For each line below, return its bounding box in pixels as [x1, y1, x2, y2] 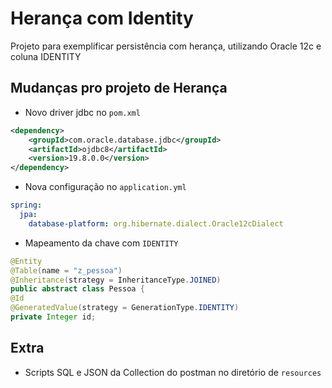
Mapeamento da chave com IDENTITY [24, 237, 179, 249]
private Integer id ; [10, 312, 97, 322]
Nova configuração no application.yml [24, 181, 187, 193]
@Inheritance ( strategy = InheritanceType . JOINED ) [10, 275, 222, 285]
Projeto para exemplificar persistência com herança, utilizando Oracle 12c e [10, 40, 322, 52]
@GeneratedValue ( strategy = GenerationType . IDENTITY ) [10, 303, 240, 313]
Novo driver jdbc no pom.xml [24, 106, 141, 118]
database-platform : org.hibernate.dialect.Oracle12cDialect [28, 218, 284, 229]
